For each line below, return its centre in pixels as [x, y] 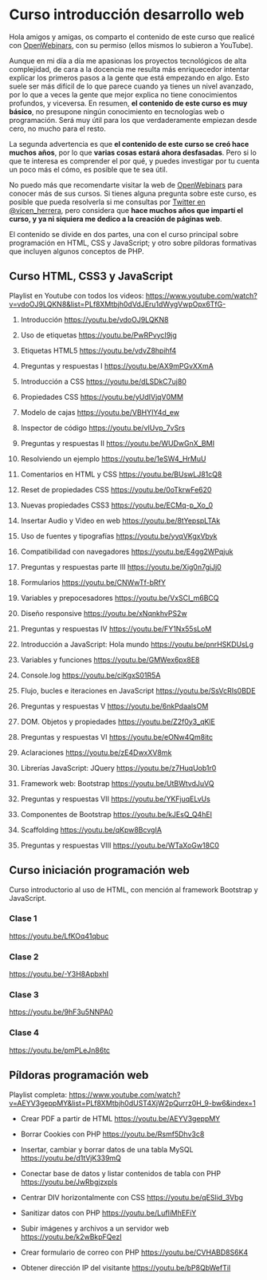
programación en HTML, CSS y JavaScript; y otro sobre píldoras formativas [133, 243]
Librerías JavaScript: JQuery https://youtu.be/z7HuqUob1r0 [118, 768]
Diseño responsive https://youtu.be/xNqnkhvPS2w [104, 613]
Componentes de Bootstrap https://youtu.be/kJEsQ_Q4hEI [116, 814]
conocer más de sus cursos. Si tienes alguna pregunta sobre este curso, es [133, 193]
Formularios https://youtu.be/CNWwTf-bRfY [93, 582]
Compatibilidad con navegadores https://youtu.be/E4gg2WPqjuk [127, 551]
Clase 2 [24, 957]
